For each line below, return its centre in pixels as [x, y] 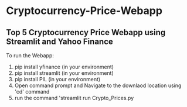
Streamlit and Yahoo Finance [59, 41]
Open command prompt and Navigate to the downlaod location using [98, 85]
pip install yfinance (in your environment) [64, 67]
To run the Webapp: [30, 56]
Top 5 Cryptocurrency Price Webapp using [86, 32]
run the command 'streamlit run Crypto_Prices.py [74, 98]
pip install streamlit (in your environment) [64, 73]
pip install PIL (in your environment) [57, 79]
